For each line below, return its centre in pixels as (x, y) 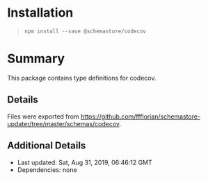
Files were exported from (43, 117)
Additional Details (47, 146)
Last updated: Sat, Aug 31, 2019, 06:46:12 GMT (85, 162)
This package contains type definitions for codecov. (82, 78)
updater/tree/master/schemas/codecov (63, 123)
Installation (40, 13)
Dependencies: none (47, 170)
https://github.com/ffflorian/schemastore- (140, 117)
